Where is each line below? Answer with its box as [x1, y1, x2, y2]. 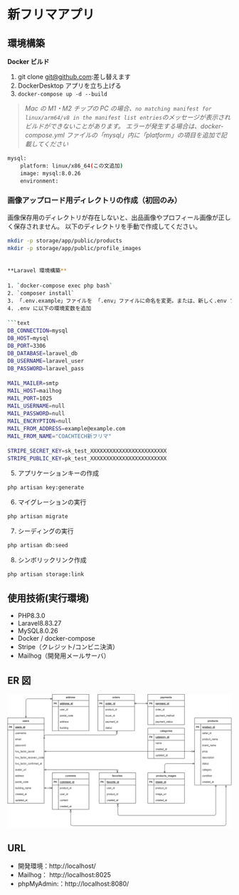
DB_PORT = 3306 [7, 343, 46, 350]
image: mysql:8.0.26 [20, 170, 81, 177]
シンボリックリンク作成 [17, 555, 87, 564]
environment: [20, 177, 59, 185]
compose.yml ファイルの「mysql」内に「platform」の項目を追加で [24, 131, 221, 139]
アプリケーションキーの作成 [17, 469, 100, 477]
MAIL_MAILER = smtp [7, 380, 59, 387]
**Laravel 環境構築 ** [7, 267, 68, 274]
